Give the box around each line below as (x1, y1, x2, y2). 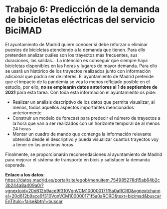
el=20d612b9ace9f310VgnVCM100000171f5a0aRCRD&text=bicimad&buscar (5, 193, 162, 199)
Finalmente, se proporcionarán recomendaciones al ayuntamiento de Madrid (5, 151, 163, 157)
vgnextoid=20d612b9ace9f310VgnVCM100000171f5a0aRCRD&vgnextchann (5, 187, 161, 193)
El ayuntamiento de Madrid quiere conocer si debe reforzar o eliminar (5, 41, 148, 47)
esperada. (5, 162, 26, 168)
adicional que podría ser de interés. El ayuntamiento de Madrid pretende (5, 73, 154, 79)
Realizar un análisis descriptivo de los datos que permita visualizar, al (12, 99, 155, 105)
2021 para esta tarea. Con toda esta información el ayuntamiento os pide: (5, 89, 157, 95)
